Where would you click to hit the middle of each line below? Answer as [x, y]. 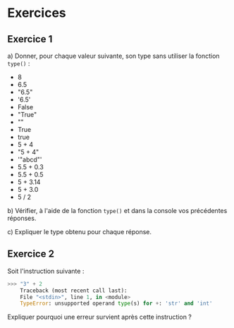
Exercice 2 [31, 254]
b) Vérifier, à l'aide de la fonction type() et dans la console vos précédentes [117, 211]
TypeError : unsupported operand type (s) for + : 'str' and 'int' [116, 304]
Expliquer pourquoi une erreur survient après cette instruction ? [99, 317]
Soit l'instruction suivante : [46, 271]
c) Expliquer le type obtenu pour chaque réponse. [80, 232]
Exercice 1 [30, 39]
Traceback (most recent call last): [74, 291]
